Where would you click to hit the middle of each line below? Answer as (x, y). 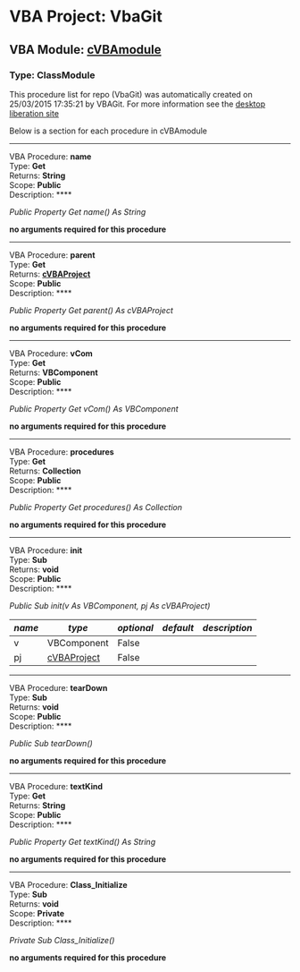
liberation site (34, 113)
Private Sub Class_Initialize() (62, 940)
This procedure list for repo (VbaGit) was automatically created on (131, 94)
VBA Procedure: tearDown (58, 687)
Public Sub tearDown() (51, 743)
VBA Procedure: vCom (51, 353)
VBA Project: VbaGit (86, 17)
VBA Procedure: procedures (62, 452)
